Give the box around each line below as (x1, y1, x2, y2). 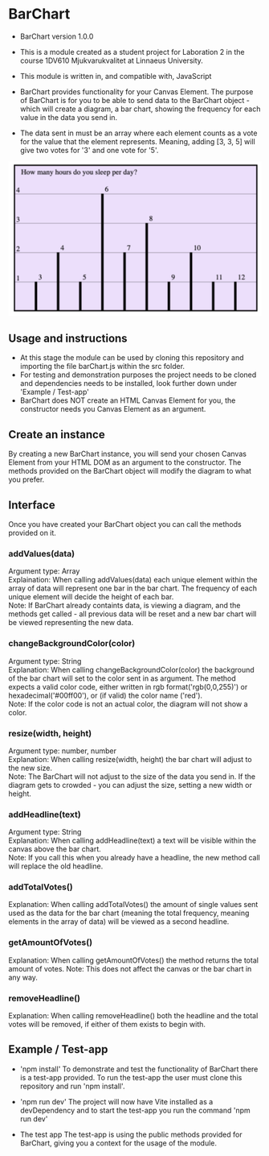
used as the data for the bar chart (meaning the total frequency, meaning (8, 908, 250, 918)
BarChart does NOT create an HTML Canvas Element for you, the (19, 396, 236, 405)
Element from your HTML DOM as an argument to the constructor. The (8, 458, 242, 467)
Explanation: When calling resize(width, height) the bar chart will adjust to (8, 754, 252, 764)
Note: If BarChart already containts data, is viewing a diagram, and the (8, 601, 241, 611)
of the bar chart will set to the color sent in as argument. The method (8, 673, 236, 683)
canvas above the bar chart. (8, 844, 102, 854)
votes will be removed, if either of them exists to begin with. (8, 1020, 206, 1030)
